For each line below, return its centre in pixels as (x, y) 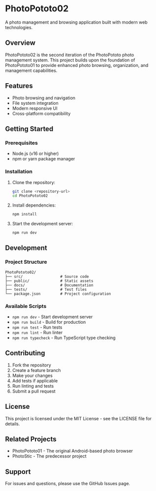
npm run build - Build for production (49, 322)
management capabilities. (31, 70)
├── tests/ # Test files (46, 289)
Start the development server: (43, 224)
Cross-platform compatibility (41, 113)
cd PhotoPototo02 (30, 196)
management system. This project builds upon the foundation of (70, 60)
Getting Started (29, 129)
